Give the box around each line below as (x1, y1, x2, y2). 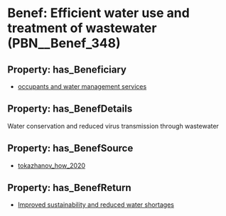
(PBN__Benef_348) (7, 36, 121, 51)
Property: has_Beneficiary (7, 63, 127, 75)
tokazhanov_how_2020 (17, 161, 86, 170)
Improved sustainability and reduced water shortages (17, 200, 175, 209)
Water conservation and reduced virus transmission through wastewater (7, 121, 219, 130)
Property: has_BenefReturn (7, 182, 131, 194)
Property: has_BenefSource (7, 142, 134, 154)
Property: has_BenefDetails (7, 103, 133, 115)
